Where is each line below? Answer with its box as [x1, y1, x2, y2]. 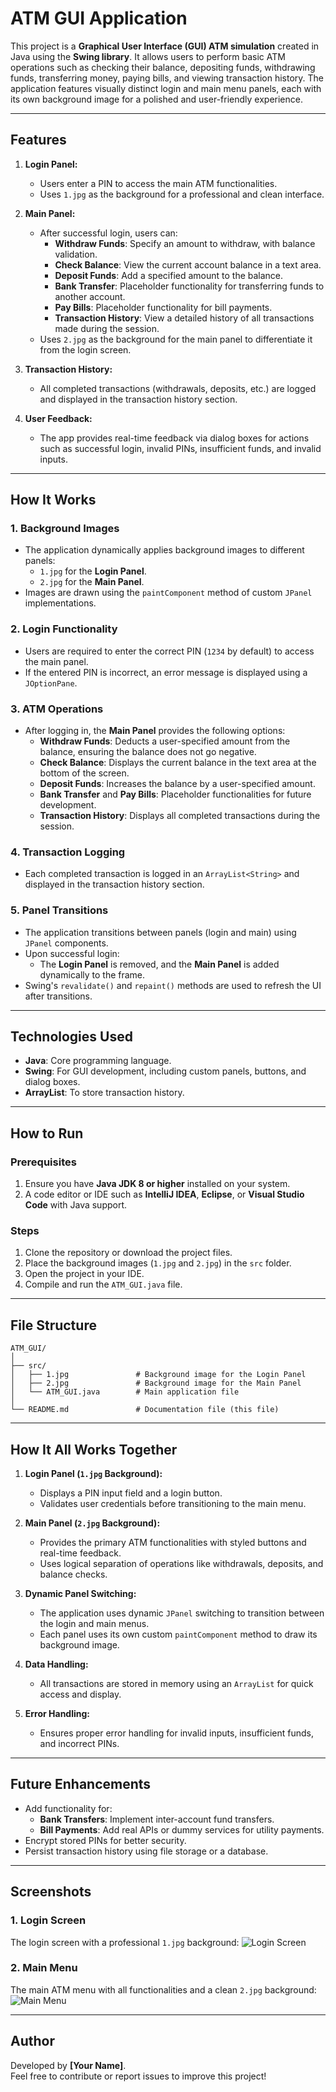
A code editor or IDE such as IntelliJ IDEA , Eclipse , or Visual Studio [24, 1188, 305, 1201]
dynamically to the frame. [39, 968, 146, 981]
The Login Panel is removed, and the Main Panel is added [39, 958, 280, 970]
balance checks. [39, 1568, 108, 1581]
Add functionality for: [24, 1802, 113, 1814]
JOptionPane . [24, 677, 78, 689]
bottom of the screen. [39, 767, 130, 779]
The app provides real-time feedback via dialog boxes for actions [39, 432, 310, 444]
